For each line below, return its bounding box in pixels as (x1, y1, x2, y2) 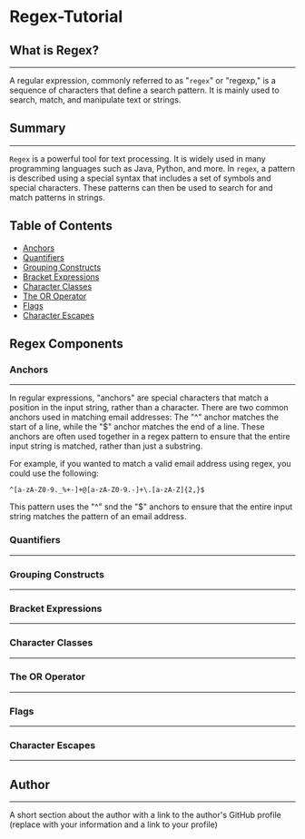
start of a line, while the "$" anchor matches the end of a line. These (9, 421, 265, 432)
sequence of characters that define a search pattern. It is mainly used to (9, 84, 280, 95)
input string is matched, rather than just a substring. (9, 440, 203, 451)
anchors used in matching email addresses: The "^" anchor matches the (9, 411, 280, 423)
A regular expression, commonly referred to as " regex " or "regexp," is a (9, 75, 277, 85)
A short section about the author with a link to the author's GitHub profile (9, 810, 281, 821)
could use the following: (9, 468, 100, 479)
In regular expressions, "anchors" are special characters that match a (9, 392, 270, 403)
